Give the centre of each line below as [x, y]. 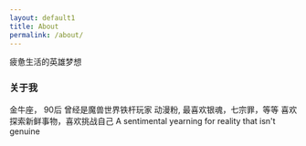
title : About [34, 26]
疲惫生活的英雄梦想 [46, 62]
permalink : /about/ [47, 35]
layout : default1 [42, 18]
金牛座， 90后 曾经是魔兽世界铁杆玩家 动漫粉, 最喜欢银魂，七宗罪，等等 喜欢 [153, 109]
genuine [25, 131]
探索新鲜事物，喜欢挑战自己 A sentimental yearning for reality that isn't [142, 120]
